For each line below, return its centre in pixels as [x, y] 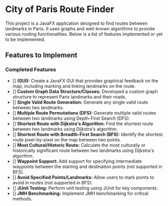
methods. [22, 198]
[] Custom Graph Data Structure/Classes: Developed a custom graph [85, 91]
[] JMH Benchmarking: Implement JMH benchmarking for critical [80, 193]
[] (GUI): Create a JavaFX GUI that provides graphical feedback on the [85, 81]
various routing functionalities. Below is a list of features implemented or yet [84, 34]
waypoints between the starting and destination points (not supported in [87, 166]
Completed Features [31, 70]
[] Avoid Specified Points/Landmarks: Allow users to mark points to [83, 177]
